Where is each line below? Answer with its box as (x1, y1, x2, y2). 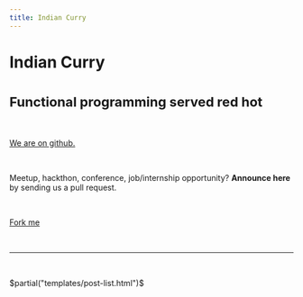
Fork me (9, 217, 41, 228)
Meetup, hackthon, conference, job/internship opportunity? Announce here (9, 172, 291, 183)
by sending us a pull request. (9, 182, 117, 193)
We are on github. (9, 137, 76, 148)
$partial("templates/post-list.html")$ (9, 277, 144, 288)
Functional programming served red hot (9, 94, 263, 111)
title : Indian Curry (9, 13, 87, 22)
